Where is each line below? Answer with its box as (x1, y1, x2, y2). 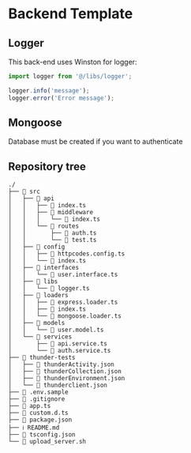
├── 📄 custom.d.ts (8, 409, 69, 417)
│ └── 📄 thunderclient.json (8, 381, 108, 390)
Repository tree (8, 160, 87, 173)
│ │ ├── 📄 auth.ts (8, 229, 97, 237)
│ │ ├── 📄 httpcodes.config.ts (8, 250, 125, 258)
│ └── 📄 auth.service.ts (8, 347, 111, 355)
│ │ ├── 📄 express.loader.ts (8, 298, 118, 307)
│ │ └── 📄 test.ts (8, 236, 97, 244)
